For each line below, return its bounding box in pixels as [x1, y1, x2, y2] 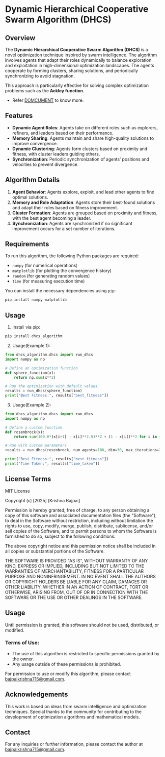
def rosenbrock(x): [5, 430, 45, 435]
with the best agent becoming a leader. [12, 215, 92, 221]
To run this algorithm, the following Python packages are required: [5, 253, 139, 259]
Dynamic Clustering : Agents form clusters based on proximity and [12, 146, 147, 152]
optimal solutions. [12, 194, 48, 200]
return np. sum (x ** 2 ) [14, 375, 56, 380]
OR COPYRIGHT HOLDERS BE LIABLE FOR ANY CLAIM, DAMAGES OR [5, 579, 147, 585]
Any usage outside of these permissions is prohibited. [12, 661, 121, 667]
